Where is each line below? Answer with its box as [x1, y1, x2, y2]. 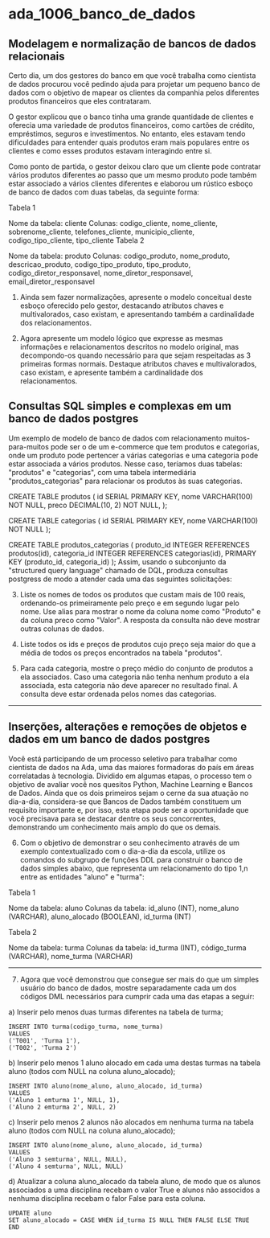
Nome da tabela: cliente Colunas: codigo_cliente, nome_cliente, [8, 219, 219, 228]
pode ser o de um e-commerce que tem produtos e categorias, [51, 441, 260, 451]
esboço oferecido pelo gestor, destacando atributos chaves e [19, 301, 224, 310]
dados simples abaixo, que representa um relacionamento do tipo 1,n [19, 863, 248, 873]
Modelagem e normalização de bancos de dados [8, 37, 257, 51]
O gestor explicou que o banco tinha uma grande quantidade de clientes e [8, 112, 255, 121]
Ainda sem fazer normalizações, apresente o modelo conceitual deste [19, 293, 252, 301]
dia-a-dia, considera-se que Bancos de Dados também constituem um [8, 797, 242, 806]
